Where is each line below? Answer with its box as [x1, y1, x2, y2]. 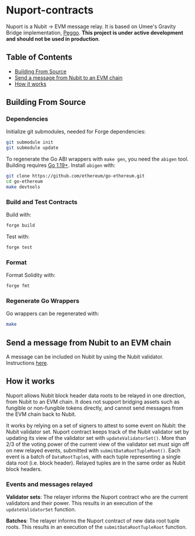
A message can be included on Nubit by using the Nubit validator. [6, 353, 164, 360]
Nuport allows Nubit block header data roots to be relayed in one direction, [6, 392, 186, 399]
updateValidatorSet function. [6, 506, 76, 513]
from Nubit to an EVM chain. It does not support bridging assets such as [6, 398, 180, 405]
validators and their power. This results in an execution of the [6, 500, 153, 507]
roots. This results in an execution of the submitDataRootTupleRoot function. [6, 524, 187, 531]
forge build [6, 223, 35, 228]
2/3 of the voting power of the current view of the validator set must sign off [6, 441, 190, 448]
